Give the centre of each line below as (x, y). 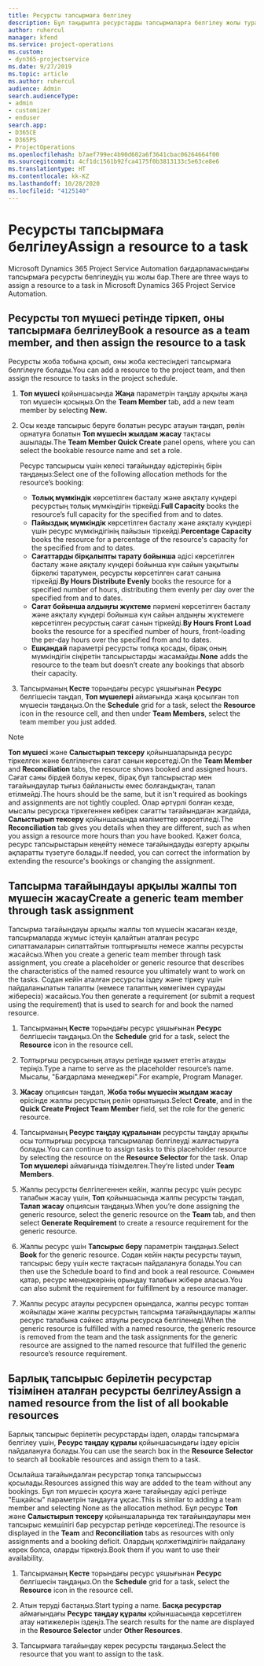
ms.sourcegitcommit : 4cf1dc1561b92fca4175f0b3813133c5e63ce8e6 (114, 162)
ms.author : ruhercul (42, 81)
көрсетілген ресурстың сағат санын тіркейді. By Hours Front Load (141, 623)
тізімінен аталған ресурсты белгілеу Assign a (125, 1390)
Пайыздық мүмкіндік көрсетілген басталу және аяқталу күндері (141, 523)
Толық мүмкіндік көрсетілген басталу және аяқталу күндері (134, 498)
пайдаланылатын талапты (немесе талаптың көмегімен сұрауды (117, 988)
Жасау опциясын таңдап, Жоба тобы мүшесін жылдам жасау (126, 1092)
